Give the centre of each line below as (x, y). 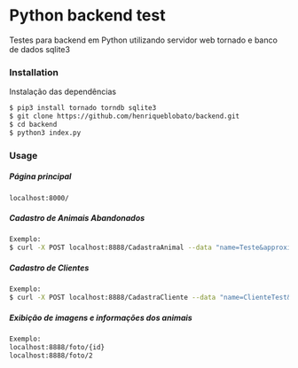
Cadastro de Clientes (49, 268)
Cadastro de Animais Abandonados (77, 218)
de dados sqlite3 (40, 49)
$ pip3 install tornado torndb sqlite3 (83, 108)
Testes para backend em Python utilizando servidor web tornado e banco (143, 40)
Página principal (40, 176)
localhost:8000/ (39, 198)
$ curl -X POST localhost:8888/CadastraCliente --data (113, 298)
